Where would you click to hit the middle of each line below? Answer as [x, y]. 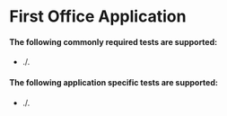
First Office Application [98, 17]
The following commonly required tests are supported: [113, 41]
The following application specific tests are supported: [113, 82]
